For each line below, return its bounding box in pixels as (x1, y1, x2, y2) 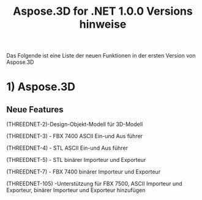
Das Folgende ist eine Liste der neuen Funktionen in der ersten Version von (6, 52, 196, 60)
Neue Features (6, 104, 64, 115)
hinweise (79, 17, 127, 31)
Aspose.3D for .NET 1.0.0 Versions (13, 4, 193, 18)
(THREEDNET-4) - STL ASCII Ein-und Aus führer (6, 144, 129, 152)
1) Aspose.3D (6, 80, 75, 94)
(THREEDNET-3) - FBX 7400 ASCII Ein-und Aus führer (6, 133, 143, 140)
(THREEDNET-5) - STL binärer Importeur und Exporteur (6, 156, 146, 164)
